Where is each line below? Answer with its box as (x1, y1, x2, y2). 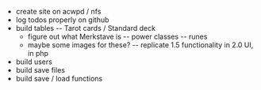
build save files (15, 66, 66, 74)
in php (27, 49, 49, 58)
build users (15, 57, 53, 66)
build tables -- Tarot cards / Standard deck (15, 24, 156, 32)
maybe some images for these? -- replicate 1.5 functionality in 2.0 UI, (27, 40, 254, 50)
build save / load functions (15, 74, 103, 83)
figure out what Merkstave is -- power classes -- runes (27, 32, 208, 41)
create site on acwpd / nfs (15, 7, 102, 16)
